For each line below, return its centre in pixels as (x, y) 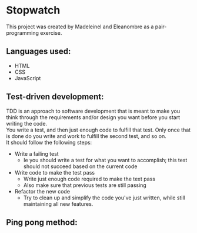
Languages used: (39, 52)
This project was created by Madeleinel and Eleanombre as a (80, 27)
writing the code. (27, 123)
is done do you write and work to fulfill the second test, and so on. (86, 136)
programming (23, 32)
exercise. (51, 32)
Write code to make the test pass (55, 172)
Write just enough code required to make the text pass (89, 179)
